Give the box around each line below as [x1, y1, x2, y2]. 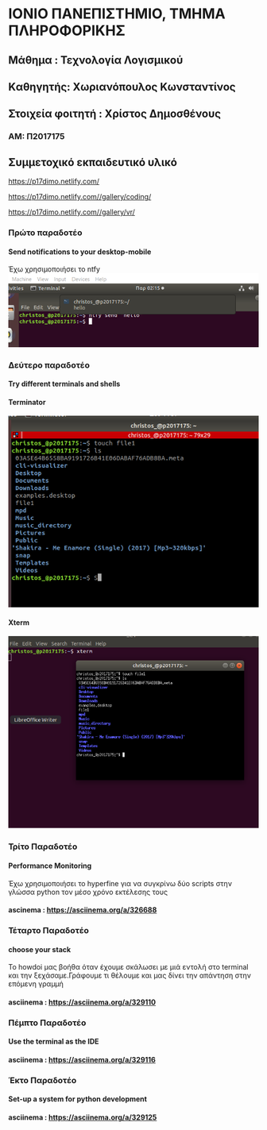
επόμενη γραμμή [8, 979, 64, 989]
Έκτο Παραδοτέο [8, 1074, 77, 1086]
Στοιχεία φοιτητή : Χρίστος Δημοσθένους [8, 107, 221, 121]
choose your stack [8, 944, 72, 954]
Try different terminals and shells [8, 379, 121, 389]
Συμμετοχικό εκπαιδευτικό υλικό [8, 156, 177, 169]
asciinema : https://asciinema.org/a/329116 [8, 1055, 157, 1064]
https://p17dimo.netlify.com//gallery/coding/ [8, 192, 152, 202]
